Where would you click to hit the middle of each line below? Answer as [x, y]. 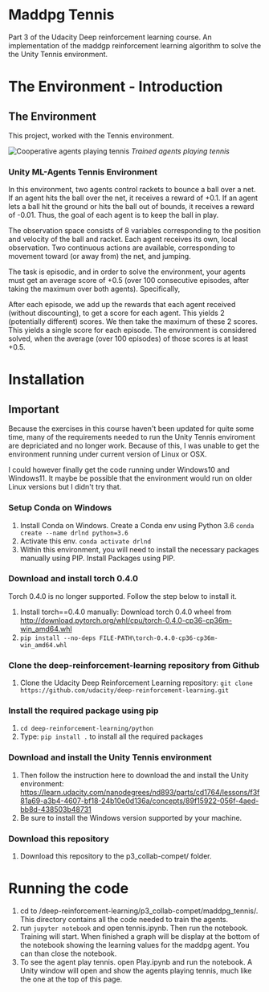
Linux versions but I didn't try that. [65, 487]
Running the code [69, 889]
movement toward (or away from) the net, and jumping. [100, 256]
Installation [47, 380]
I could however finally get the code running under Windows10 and [119, 470]
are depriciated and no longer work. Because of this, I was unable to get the [134, 446]
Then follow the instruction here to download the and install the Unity [134, 775]
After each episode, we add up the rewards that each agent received [122, 305]
